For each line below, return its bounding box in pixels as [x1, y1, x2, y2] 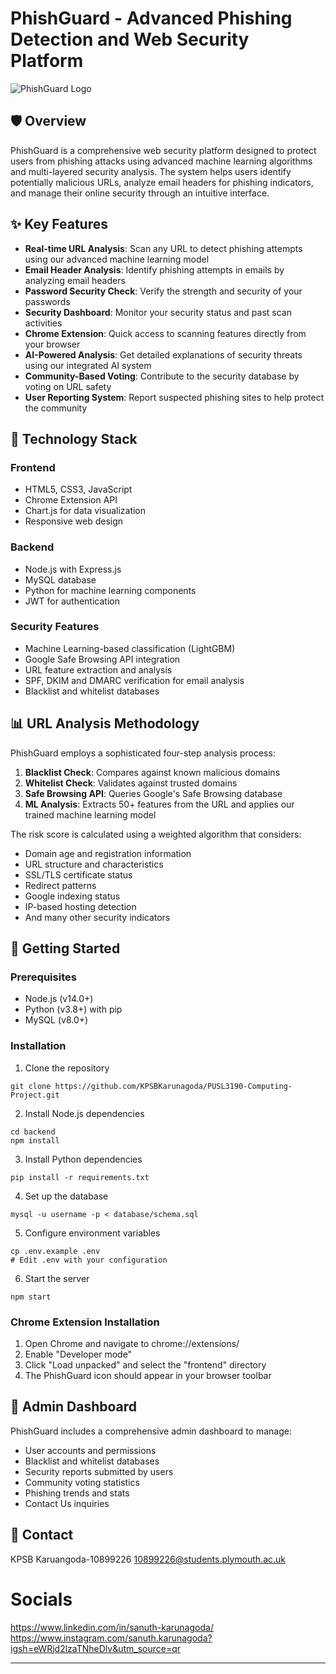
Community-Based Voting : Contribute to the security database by [24, 370, 300, 382]
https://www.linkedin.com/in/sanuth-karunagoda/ [10, 1621, 214, 1633]
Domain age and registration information [24, 847, 192, 859]
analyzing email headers [24, 274, 126, 286]
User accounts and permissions [24, 1444, 157, 1456]
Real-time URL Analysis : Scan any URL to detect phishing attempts [24, 242, 303, 254]
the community [24, 402, 88, 414]
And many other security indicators [24, 911, 171, 923]
